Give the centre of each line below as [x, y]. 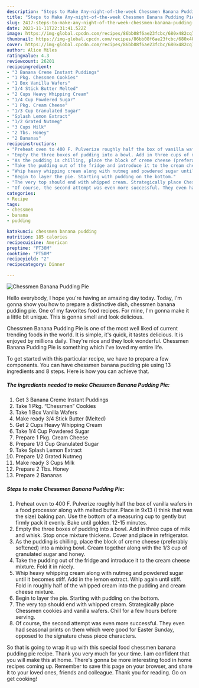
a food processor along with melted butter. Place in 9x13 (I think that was [104, 510]
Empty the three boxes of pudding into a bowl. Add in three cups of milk [103, 529]
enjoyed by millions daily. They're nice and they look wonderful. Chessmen [98, 341]
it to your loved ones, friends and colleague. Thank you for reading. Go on [97, 672]
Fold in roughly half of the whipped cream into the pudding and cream [100, 585]
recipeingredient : [29, 67]
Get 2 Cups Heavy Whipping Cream [59, 425]
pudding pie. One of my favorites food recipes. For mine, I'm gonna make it [98, 311]
